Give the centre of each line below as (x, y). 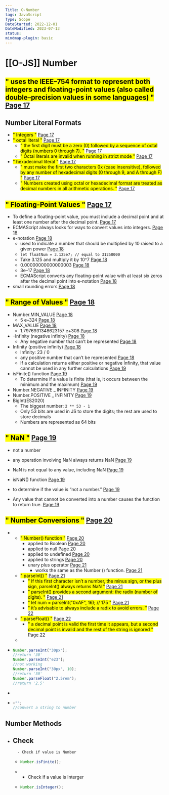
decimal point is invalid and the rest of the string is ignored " (90, 629)
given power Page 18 (42, 249)
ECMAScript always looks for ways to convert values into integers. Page (88, 228)
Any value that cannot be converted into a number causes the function (86, 499)
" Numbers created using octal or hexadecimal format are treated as (91, 183)
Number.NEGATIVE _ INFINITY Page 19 (53, 389)
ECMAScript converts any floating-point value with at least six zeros (91, 276)
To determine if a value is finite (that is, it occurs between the (84, 379)
